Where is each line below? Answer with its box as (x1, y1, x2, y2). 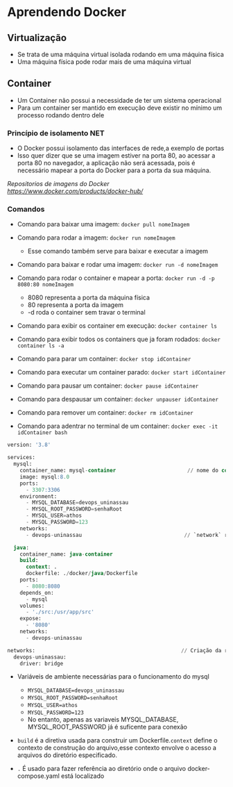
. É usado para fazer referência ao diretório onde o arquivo (17, 765, 186, 773)
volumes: (19, 602, 45, 609)
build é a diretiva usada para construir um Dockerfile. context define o (17, 736, 218, 745)
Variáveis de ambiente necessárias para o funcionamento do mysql (17, 672, 209, 681)
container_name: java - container (19, 550, 113, 558)
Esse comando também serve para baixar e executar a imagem (27, 247, 209, 256)
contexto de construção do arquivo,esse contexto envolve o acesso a (17, 744, 217, 752)
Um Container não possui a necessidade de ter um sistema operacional (17, 96, 222, 104)
